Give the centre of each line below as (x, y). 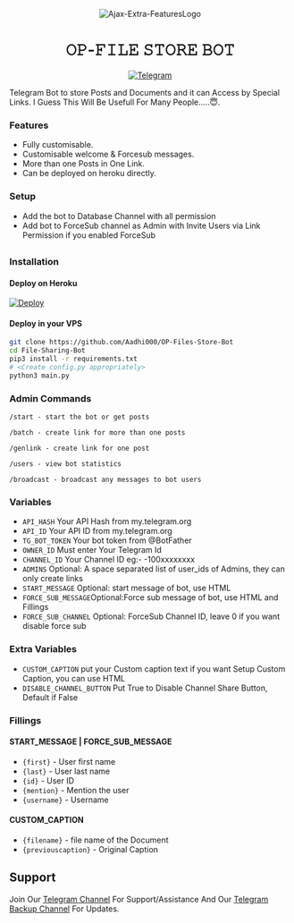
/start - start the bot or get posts (80, 417)
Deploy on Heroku (43, 283)
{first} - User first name (69, 761)
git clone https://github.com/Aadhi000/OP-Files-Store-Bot (122, 343)
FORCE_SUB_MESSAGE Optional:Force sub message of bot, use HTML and (150, 597)
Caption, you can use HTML (74, 678)
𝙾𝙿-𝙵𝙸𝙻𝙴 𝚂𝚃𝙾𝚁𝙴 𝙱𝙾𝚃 (150, 50)
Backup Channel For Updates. (64, 909)
